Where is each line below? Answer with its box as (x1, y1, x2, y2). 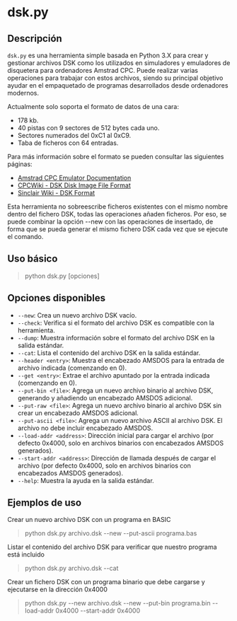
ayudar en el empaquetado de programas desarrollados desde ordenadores (7, 81, 229, 89)
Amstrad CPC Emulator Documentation (17, 174, 132, 182)
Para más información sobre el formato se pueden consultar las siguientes (7, 153, 224, 161)
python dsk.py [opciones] (24, 272, 100, 280)
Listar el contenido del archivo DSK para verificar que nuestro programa (7, 542, 217, 552)
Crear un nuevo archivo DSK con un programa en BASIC (7, 516, 171, 524)
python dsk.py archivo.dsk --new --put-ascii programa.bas (24, 529, 197, 538)
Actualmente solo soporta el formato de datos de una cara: (7, 103, 179, 110)
